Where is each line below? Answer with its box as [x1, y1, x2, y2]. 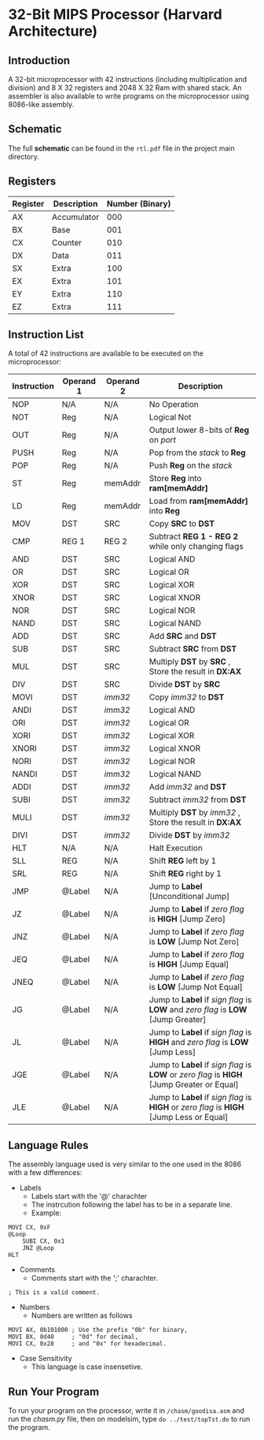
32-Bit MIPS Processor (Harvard [8, 6, 222, 24]
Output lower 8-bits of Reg [148, 424, 250, 435]
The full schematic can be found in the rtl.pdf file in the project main [8, 144, 235, 153]
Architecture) [8, 22, 98, 40]
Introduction [8, 54, 71, 67]
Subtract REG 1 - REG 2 [148, 531, 239, 542]
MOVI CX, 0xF [8, 1224, 51, 1232]
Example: [31, 1208, 61, 1218]
